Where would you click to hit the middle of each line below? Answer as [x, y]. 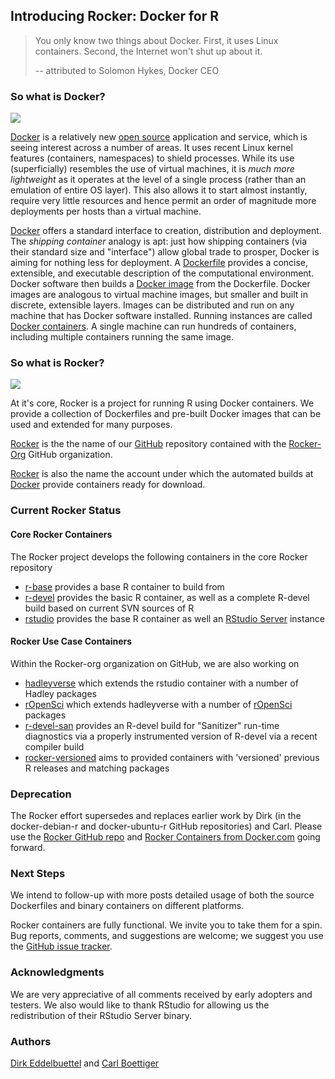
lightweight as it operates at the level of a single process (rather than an [158, 180]
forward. [28, 848]
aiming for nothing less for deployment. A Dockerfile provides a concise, [159, 263]
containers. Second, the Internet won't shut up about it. [148, 51]
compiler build [54, 746]
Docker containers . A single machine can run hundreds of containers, [153, 326]
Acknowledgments [57, 972]
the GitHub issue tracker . [61, 946]
